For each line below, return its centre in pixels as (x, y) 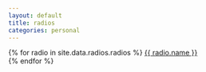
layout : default (35, 15)
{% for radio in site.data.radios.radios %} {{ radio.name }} (103, 53)
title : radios (32, 23)
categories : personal (44, 30)
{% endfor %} (31, 61)
